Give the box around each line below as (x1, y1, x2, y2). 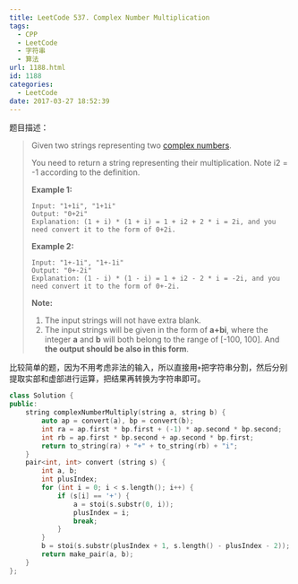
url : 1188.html (9, 64, 66, 73)
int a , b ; (41, 466, 78, 475)
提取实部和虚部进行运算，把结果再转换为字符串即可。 (9, 373, 206, 384)
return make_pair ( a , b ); (41, 550, 134, 559)
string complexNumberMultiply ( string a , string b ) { (25, 408, 226, 417)
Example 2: (30, 241, 74, 252)
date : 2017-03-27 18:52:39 (9, 96, 110, 106)
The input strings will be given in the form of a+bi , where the (44, 325, 268, 336)
